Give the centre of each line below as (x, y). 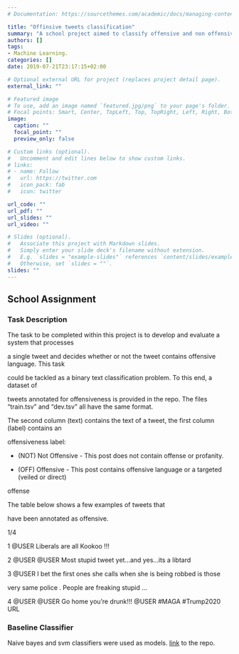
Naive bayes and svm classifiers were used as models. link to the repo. (111, 643)
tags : (15, 47)
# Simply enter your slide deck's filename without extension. (106, 250)
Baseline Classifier (41, 628)
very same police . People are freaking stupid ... (78, 588)
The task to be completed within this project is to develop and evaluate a (114, 335)
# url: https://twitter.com (52, 178)
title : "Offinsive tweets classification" (71, 27)
